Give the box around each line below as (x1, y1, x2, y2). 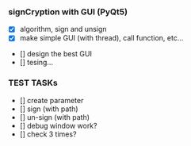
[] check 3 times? (19, 129, 77, 139)
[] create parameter (19, 95, 84, 105)
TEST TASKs (8, 78, 58, 89)
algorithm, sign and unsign (19, 25, 107, 34)
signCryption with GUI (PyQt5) (8, 6, 128, 17)
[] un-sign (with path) (19, 112, 90, 121)
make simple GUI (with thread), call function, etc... (19, 33, 184, 43)
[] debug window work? (19, 121, 97, 130)
